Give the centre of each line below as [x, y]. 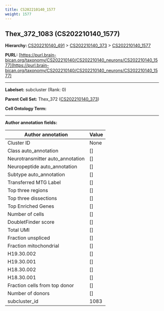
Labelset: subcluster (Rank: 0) [36, 90]
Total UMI [19, 230]
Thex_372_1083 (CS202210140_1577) [62, 34]
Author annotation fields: [31, 123]
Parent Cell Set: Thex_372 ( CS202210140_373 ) [52, 99]
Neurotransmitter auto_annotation [46, 159]
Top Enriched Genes [31, 206]
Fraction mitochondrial [33, 246]
